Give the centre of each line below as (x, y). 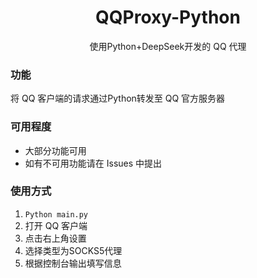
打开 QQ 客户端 (56, 225)
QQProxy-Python (168, 17)
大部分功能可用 (55, 150)
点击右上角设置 (55, 238)
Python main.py (56, 214)
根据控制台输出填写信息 (73, 263)
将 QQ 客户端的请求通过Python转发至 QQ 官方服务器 (118, 98)
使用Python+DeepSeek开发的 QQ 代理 (168, 46)
